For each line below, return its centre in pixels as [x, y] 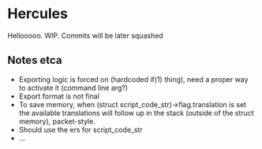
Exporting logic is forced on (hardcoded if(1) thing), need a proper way [133, 79]
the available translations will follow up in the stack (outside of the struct [136, 113]
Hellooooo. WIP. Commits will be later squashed [85, 35]
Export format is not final [59, 96]
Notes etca [35, 60]
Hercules [38, 14]
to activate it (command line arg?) [73, 88]
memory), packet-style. [57, 121]
